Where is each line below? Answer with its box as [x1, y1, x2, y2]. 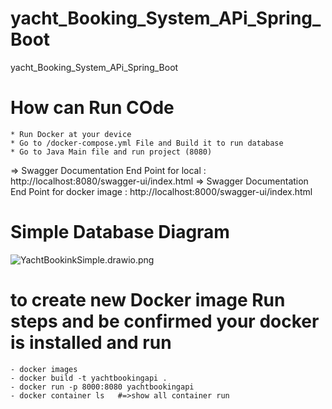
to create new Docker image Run [10, 289, 286, 311]
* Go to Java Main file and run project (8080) [10, 147, 213, 157]
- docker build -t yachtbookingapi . [10, 373, 168, 383]
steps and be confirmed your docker [10, 310, 320, 332]
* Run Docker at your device [10, 129, 132, 139]
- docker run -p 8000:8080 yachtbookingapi [10, 382, 195, 392]
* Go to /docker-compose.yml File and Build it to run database [10, 138, 284, 148]
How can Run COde [10, 97, 175, 119]
